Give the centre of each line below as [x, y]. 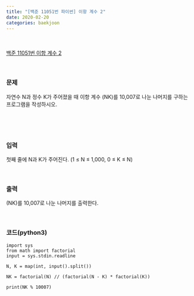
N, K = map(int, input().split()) [49, 266]
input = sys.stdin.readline [41, 256]
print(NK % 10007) [29, 287]
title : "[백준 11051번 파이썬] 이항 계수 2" [56, 12]
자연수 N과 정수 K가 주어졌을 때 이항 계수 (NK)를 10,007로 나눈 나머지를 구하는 [97, 96]
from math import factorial [41, 251]
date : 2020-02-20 [28, 17]
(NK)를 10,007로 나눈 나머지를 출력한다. [52, 203]
